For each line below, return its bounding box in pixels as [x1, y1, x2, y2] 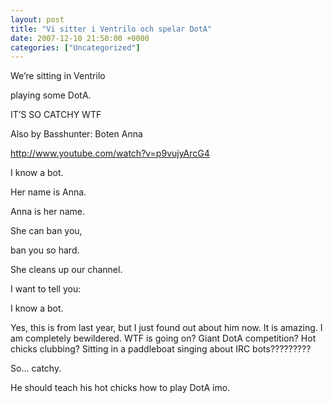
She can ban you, [10, 225, 83, 237]
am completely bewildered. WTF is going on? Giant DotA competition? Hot [10, 332, 317, 345]
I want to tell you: [10, 283, 82, 295]
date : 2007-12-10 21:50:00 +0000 [10, 33, 150, 43]
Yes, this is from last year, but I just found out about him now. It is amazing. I [10, 322, 323, 334]
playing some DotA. [10, 89, 92, 101]
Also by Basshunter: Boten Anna [10, 128, 143, 140]
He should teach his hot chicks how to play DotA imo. [10, 382, 231, 394]
